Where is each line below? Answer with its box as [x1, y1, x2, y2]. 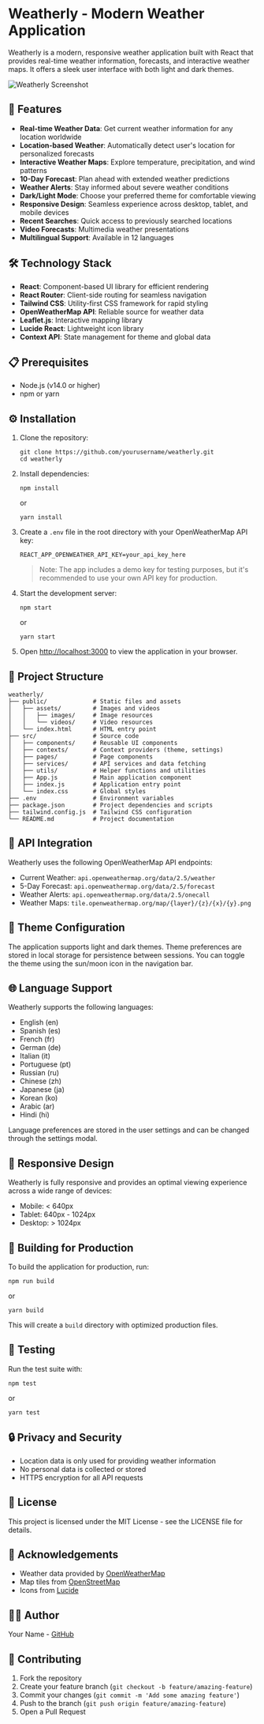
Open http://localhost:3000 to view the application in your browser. [19, 647, 238, 657]
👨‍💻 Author [8, 1609, 60, 1622]
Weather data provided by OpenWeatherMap [19, 1569, 165, 1579]
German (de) [19, 1043, 61, 1052]
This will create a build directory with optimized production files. [8, 1320, 218, 1330]
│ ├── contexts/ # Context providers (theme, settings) [8, 746, 224, 754]
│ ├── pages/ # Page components [8, 753, 154, 761]
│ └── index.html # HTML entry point [8, 725, 157, 733]
